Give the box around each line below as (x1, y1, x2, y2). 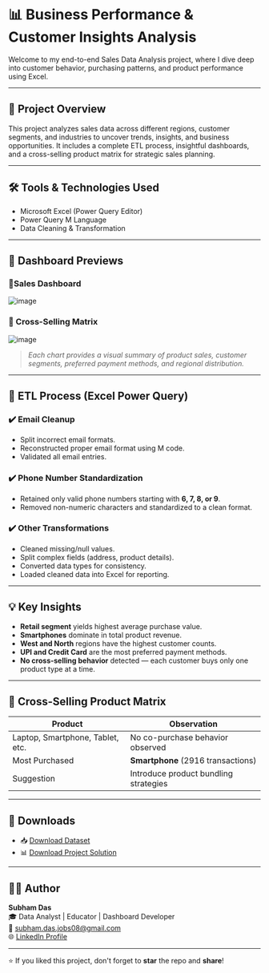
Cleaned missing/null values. (19, 543, 115, 553)
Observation (169, 718, 218, 729)
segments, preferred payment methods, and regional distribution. (27, 358, 244, 368)
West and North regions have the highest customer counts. (19, 638, 217, 648)
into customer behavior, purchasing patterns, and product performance (8, 63, 244, 72)
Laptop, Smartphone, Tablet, (12, 732, 119, 743)
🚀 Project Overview (8, 103, 106, 116)
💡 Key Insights (8, 600, 82, 614)
